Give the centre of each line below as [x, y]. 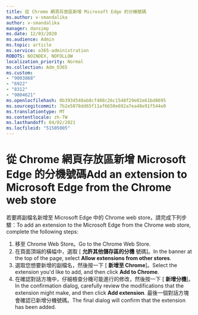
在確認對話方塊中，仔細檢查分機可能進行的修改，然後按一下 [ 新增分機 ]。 [104, 279]
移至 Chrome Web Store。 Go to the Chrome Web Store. [83, 244]
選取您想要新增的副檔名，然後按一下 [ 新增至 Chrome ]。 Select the [96, 265]
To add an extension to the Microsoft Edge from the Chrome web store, [104, 225]
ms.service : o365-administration [48, 51]
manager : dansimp [28, 28]
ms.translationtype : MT [36, 112]
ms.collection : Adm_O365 [37, 67]
